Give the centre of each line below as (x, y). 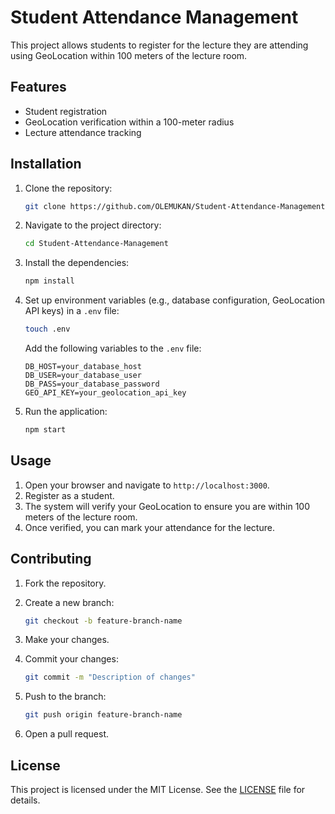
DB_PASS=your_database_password (92, 384)
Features (38, 87)
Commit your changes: (71, 659)
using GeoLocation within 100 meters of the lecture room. (129, 55)
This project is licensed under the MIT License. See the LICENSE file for (158, 789)
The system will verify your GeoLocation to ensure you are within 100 (167, 506)
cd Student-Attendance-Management (96, 244)
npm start (45, 430)
